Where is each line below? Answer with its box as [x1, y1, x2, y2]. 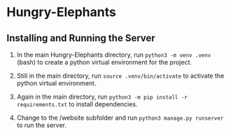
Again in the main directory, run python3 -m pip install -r [16, 92, 188, 101]
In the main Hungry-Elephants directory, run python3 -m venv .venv [16, 50, 211, 59]
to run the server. [16, 121, 67, 129]
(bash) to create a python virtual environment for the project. [16, 58, 192, 66]
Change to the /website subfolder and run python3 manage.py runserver [16, 113, 224, 122]
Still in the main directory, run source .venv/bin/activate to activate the [16, 71, 225, 80]
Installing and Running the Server [6, 32, 155, 44]
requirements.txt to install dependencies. [16, 100, 138, 108]
